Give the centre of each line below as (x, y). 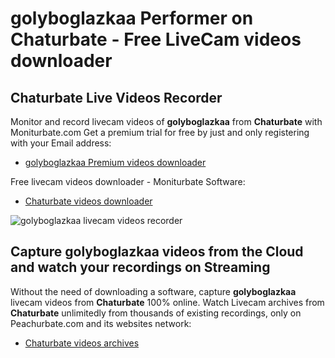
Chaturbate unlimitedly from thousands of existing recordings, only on (156, 313)
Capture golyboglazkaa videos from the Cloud (157, 252)
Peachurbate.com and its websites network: (101, 323)
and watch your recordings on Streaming (140, 267)
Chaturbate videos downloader (88, 201)
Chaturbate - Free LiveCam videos (156, 39)
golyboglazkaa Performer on (132, 18)
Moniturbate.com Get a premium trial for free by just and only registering (160, 132)
